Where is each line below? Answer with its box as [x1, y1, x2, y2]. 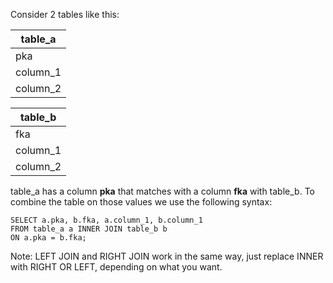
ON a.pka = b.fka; [10, 233, 87, 243]
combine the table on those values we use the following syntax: [10, 196, 273, 208]
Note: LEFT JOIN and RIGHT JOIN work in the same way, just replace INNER [10, 250, 324, 262]
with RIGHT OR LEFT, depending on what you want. [10, 261, 223, 273]
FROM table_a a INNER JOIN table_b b [10, 224, 168, 234]
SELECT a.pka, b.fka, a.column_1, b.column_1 [10, 215, 203, 225]
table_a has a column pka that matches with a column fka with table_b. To [10, 185, 315, 197]
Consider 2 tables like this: [10, 9, 120, 20]
